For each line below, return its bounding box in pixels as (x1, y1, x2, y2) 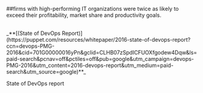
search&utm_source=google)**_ (6, 68, 86, 75)
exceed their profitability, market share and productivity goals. (6, 11, 162, 19)
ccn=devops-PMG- (6, 42, 55, 50)
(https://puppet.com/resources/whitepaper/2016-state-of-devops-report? (6, 36, 191, 43)
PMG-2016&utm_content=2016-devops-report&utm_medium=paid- (6, 62, 174, 69)
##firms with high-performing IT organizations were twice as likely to (6, 5, 179, 12)
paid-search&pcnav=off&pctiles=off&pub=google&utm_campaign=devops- (6, 56, 195, 62)
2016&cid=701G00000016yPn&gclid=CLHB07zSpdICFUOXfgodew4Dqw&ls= (6, 49, 198, 56)
